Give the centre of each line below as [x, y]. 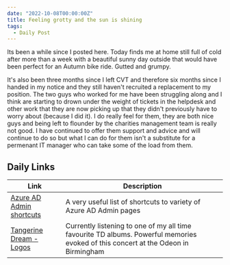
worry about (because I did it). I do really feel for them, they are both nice [111, 116]
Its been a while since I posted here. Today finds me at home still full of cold [114, 52]
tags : [15, 26]
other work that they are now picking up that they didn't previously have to [112, 109]
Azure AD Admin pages [103, 211]
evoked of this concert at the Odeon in [127, 243]
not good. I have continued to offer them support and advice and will [104, 131]
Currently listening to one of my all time [128, 226]
